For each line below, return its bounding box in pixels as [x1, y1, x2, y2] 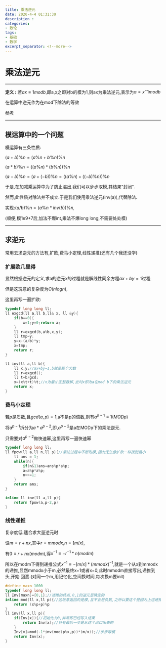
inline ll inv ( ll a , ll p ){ [5, 495, 61, 500]
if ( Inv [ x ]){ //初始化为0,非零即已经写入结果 [14, 616, 95, 621]
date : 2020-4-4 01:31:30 [5, 12, 56, 17]
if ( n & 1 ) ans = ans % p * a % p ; [23, 463, 70, 469]
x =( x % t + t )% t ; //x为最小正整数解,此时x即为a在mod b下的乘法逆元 [14, 380, 131, 385]
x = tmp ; [14, 343, 28, 348]
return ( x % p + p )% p [14, 602, 50, 607]
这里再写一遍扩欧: [5, 297, 41, 302]
